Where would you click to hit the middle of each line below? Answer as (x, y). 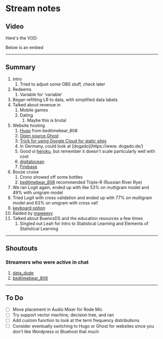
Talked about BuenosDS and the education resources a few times (78, 218)
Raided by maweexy (33, 213)
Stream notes (33, 8)
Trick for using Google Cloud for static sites (63, 141)
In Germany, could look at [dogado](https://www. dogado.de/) (81, 146)
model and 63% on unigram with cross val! (55, 203)
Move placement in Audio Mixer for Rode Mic (58, 309)
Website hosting (29, 125)
